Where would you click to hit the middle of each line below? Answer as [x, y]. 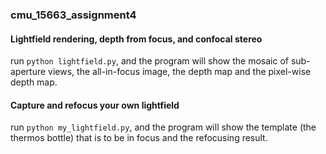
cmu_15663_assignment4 [73, 15]
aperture [28, 72]
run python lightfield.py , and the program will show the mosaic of [149, 61]
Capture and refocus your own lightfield [95, 105]
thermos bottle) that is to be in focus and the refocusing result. [139, 138]
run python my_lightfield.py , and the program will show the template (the [163, 127]
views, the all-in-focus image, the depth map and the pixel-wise [180, 72]
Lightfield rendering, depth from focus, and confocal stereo [136, 39]
